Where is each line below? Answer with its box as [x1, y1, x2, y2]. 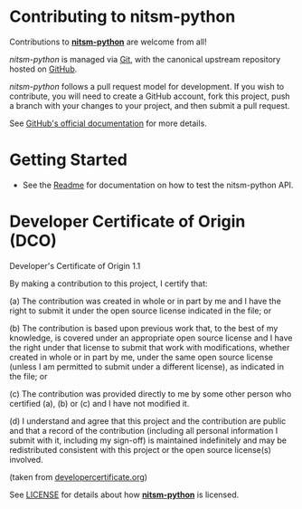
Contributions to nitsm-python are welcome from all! [9, 36, 207, 47]
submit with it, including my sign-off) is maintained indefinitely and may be [9, 435, 288, 446]
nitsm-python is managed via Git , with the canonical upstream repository [9, 53, 281, 64]
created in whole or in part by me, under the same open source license [9, 351, 274, 362]
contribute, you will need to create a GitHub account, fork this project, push [9, 91, 291, 101]
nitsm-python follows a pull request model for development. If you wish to [9, 81, 285, 91]
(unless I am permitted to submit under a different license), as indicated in [9, 360, 285, 372]
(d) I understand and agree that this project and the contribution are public [9, 415, 287, 427]
